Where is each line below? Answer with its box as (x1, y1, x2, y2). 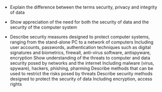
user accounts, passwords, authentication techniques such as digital (9, 45, 151, 50)
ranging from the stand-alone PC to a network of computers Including (9, 39, 154, 45)
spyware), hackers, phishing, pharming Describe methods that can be (9, 65, 154, 71)
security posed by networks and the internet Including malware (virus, (9, 60, 155, 66)
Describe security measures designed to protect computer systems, (9, 34, 151, 40)
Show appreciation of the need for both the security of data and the (9, 19, 149, 25)
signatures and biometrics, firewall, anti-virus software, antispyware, (9, 49, 151, 55)
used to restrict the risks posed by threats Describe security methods (9, 71, 153, 76)
